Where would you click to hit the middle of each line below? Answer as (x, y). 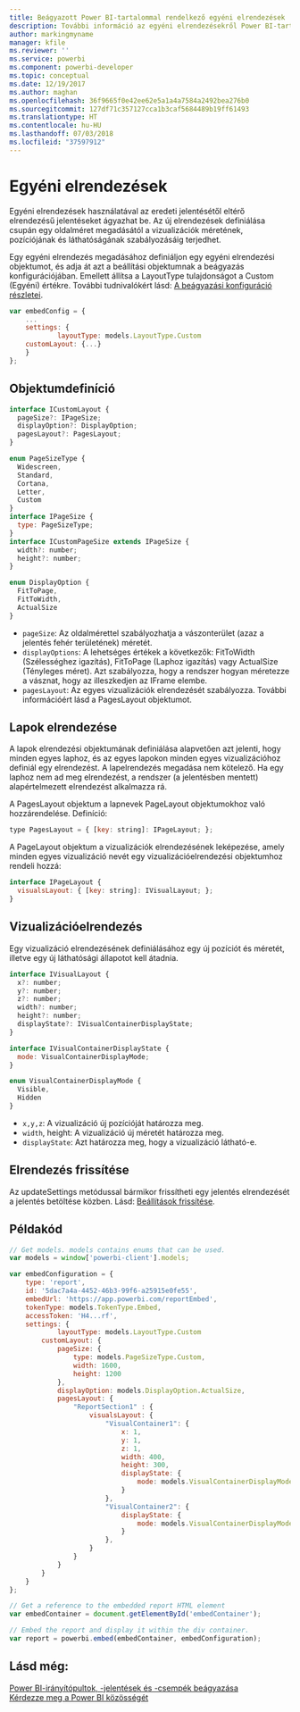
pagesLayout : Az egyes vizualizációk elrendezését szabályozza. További (154, 689)
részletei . (26, 295)
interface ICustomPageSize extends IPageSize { (100, 541)
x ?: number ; (40, 982)
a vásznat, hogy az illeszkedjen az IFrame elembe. (115, 681)
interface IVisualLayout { (59, 974)
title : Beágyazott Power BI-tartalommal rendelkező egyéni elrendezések (147, 17)
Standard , (35, 475)
